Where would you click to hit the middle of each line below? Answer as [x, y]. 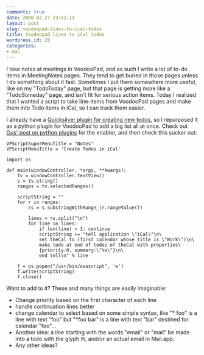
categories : [21, 46]
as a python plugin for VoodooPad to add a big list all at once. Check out [97, 126]
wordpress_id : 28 [28, 40]
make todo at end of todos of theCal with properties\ [110, 245]
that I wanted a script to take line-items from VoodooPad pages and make [99, 101]
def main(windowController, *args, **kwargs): [66, 170]
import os [19, 160]
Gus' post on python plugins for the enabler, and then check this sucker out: [102, 132]
